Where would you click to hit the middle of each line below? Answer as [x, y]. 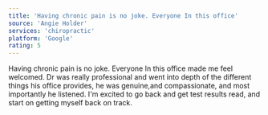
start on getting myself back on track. [70, 103]
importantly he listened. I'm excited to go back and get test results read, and [134, 94]
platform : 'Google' [41, 38]
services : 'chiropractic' [51, 31]
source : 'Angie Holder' [48, 23]
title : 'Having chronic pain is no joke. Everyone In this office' [124, 16]
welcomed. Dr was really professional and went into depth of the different [130, 77]
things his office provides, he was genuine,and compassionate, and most [129, 86]
